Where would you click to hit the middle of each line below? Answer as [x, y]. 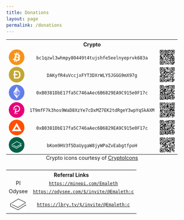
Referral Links [71, 175]
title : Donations [28, 12]
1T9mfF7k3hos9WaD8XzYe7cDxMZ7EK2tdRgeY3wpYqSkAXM [92, 111]
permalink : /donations [34, 25]
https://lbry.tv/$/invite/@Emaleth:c [83, 205]
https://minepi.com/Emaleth [83, 184]
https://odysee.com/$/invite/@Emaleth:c [83, 192]
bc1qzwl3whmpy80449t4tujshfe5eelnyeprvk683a [92, 58]
